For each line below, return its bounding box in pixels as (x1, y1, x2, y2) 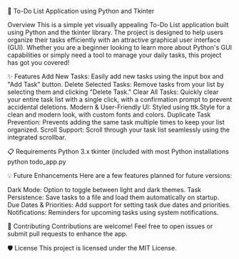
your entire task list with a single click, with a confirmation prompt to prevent (7, 95, 233, 103)
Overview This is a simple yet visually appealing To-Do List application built (7, 21, 229, 28)
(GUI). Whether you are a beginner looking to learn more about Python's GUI (7, 43, 233, 51)
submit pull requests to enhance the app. (7, 230, 128, 238)
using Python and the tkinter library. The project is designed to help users (7, 28, 223, 36)
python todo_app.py (7, 157, 66, 166)
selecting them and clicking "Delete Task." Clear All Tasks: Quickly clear (7, 88, 219, 96)
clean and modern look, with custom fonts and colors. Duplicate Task (7, 110, 211, 119)
